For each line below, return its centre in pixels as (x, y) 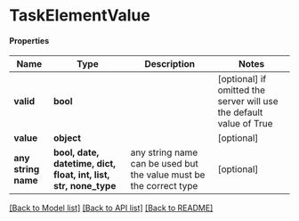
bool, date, (76, 152)
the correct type (164, 186)
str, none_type (85, 186)
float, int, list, (81, 175)
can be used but (164, 164)
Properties (29, 40)
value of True (245, 124)
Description (170, 64)
